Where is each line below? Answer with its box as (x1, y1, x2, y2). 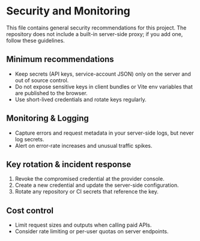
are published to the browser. (14, 89, 88, 97)
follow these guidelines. (6, 37, 65, 44)
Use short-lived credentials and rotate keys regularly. (14, 96, 147, 103)
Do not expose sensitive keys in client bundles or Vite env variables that (14, 83, 193, 90)
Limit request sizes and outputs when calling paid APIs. (14, 221, 152, 229)
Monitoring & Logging (6, 113, 89, 124)
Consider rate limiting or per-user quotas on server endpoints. (14, 228, 169, 235)
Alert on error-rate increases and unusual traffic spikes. (14, 142, 153, 149)
